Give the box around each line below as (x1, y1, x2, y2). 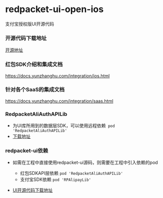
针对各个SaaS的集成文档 (5, 86, 65, 93)
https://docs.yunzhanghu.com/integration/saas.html (5, 98, 114, 104)
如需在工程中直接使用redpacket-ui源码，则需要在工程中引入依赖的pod (12, 160, 158, 166)
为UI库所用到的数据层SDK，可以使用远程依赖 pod (12, 122, 115, 129)
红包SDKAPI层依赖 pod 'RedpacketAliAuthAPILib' (20, 170, 123, 176)
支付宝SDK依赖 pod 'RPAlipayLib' (20, 176, 91, 182)
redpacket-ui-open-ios (5, 4, 104, 15)
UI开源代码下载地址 (12, 187, 53, 193)
